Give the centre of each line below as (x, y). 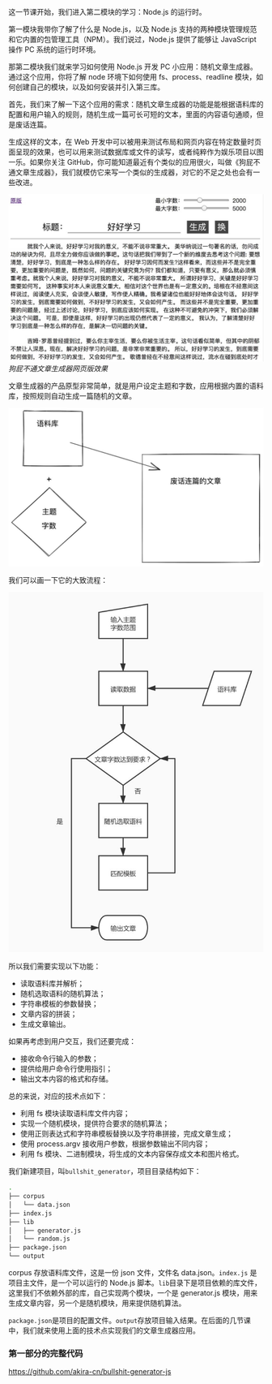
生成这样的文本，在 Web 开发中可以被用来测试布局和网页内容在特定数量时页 (135, 142)
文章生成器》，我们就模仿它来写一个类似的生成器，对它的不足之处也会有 (134, 172)
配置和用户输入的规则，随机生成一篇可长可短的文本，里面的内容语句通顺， (132, 114)
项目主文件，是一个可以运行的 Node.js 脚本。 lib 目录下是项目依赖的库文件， (135, 1283)
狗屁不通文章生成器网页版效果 (58, 369)
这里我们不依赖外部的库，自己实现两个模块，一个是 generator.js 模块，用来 (133, 1293)
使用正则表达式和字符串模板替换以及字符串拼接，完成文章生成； (126, 1134)
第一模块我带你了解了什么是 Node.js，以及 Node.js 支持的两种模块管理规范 (133, 29)
